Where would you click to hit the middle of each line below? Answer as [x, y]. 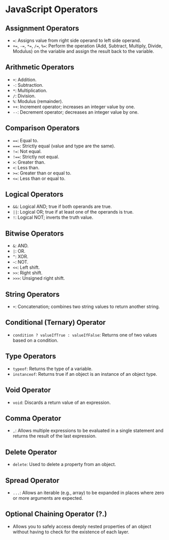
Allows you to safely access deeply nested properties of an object [82, 526]
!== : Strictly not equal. [36, 157]
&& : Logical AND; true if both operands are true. [62, 207]
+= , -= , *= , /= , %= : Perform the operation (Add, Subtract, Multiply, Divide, [88, 46]
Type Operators [31, 356]
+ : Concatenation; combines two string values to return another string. [86, 306]
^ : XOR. [20, 256]
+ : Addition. [24, 80]
